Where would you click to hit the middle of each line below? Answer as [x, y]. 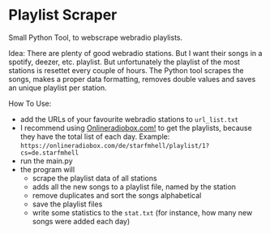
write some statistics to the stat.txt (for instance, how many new [142, 212]
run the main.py [46, 161]
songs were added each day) [81, 221]
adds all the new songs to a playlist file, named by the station [134, 186]
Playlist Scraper [63, 15]
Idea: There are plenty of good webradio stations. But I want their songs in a [135, 53]
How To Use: [30, 103]
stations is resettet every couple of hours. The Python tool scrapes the [126, 70]
